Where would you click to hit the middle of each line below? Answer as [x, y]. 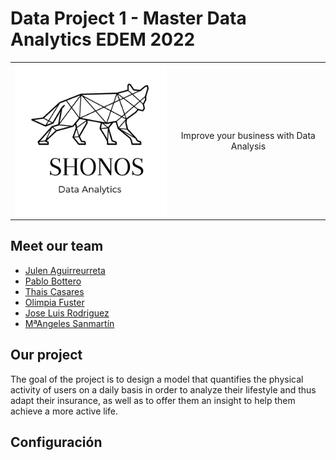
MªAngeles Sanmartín [69, 323]
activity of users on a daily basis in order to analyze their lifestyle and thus [163, 389]
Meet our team [57, 246]
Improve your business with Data [248, 135]
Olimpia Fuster [54, 302]
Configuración [56, 442]
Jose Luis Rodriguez [67, 313]
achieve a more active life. [64, 411]
